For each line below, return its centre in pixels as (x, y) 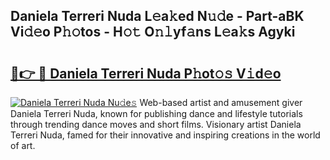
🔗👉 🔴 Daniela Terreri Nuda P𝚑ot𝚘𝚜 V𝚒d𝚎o (146, 73)
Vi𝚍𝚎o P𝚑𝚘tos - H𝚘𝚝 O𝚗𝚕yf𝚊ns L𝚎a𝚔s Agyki (153, 32)
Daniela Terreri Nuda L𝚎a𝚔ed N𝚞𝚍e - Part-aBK (157, 16)
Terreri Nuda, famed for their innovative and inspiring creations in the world (165, 135)
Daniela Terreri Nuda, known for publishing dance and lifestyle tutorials (156, 113)
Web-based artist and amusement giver (221, 102)
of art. (23, 145)
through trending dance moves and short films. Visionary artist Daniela (156, 124)
